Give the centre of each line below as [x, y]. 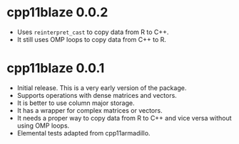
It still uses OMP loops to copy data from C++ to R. [92, 39]
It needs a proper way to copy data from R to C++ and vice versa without [124, 118]
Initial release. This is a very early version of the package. [102, 88]
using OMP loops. [43, 126]
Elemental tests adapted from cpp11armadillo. [83, 133]
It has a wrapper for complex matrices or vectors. [90, 110]
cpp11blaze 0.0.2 [57, 12]
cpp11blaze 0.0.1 [56, 68]
